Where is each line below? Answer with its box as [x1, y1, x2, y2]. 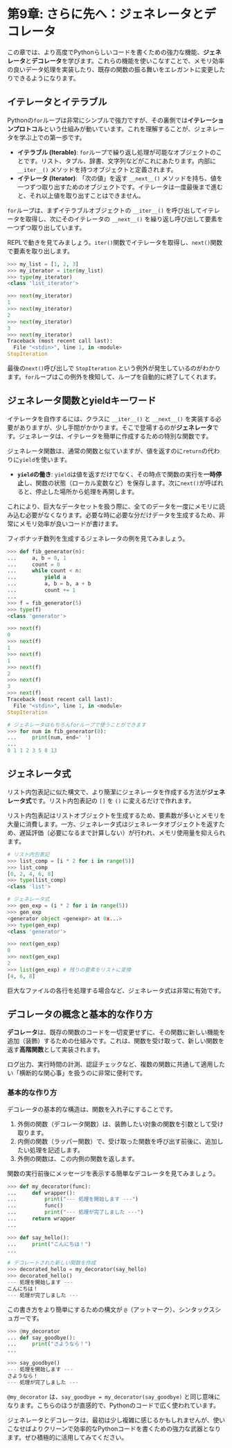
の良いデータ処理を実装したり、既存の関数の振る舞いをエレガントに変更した [7, 65, 226, 74]
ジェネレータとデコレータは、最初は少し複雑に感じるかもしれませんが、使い [7, 1415, 226, 1424]
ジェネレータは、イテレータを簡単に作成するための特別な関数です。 [18, 431, 213, 440]
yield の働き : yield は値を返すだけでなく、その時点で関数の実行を [17, 469, 204, 479]
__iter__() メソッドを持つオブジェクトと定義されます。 [17, 165, 177, 173]
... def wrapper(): [7, 1189, 76, 1196]
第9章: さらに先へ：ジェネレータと [7, 6, 204, 22]
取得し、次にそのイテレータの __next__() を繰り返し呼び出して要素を [25, 214, 224, 223]
